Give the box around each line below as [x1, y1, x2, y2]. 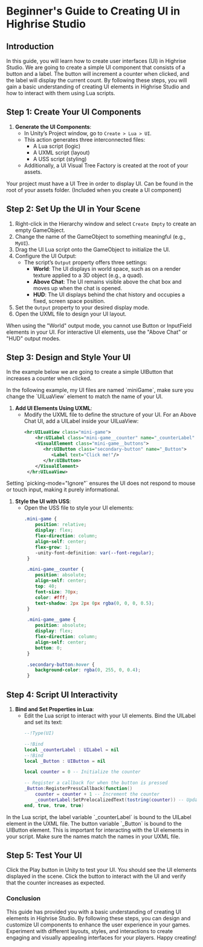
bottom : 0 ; [35, 645, 62, 651]
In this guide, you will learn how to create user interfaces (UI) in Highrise [6, 58, 186, 64]
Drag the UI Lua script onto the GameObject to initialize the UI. [14, 245, 170, 253]
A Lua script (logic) [33, 142, 81, 150]
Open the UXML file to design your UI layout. [14, 310, 127, 317]
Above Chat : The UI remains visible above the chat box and [33, 277, 182, 285]
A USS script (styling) [33, 155, 87, 162]
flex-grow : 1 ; [35, 544, 71, 550]
